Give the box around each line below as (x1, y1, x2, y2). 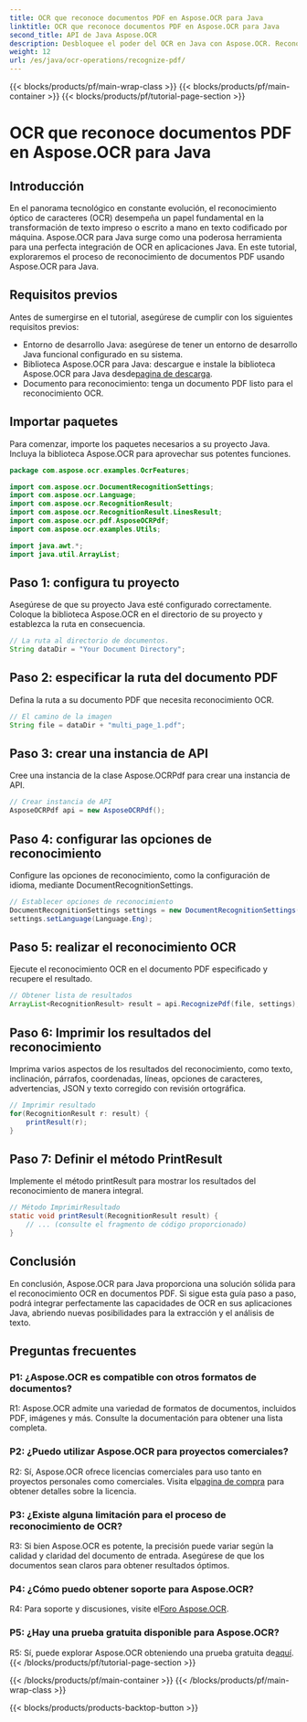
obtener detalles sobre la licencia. (9, 1485, 137, 1496)
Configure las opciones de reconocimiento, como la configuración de (9, 870, 270, 880)
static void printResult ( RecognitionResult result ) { (9, 1212, 219, 1221)
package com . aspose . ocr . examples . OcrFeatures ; (9, 465, 190, 475)
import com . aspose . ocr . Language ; (9, 491, 137, 500)
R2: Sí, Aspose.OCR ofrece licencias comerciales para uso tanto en (9, 1466, 262, 1477)
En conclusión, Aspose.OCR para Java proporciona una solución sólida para (9, 1278, 296, 1289)
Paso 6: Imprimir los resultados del (9, 1025, 212, 1040)
